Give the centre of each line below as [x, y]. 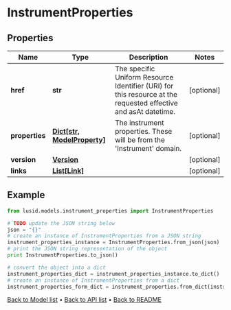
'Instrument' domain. [148, 148]
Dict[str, [66, 131]
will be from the [140, 140]
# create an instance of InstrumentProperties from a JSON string [104, 236]
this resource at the [146, 94]
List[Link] [68, 171]
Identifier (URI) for [144, 86]
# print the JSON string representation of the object [87, 249]
